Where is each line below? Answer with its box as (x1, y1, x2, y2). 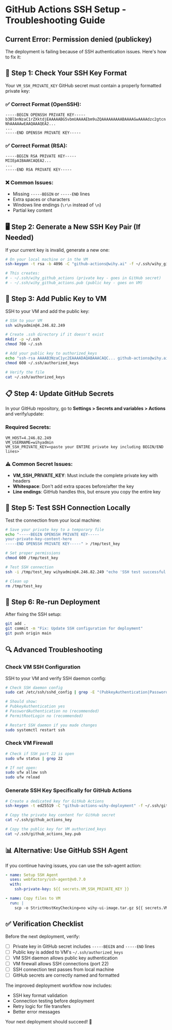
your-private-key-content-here (5, 537, 72, 542)
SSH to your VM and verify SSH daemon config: (5, 675, 106, 681)
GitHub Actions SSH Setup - (5, 4, 126, 15)
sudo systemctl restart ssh (5, 727, 66, 732)
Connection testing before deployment (12, 998, 95, 1004)
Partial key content (12, 207, 53, 213)
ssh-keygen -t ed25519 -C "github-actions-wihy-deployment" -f (5, 803, 143, 808)
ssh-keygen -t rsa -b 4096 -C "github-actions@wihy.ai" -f (5, 262, 134, 267)
